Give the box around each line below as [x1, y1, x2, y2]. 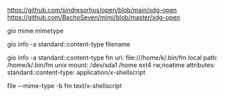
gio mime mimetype [7, 27, 64, 35]
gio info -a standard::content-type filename [7, 40, 130, 48]
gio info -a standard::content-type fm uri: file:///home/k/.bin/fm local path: [7, 53, 218, 62]
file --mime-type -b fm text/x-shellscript [7, 82, 123, 89]
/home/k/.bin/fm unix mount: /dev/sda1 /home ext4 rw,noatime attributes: [7, 61, 216, 69]
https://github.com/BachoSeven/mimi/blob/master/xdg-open [7, 13, 181, 21]
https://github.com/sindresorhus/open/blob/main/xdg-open [7, 6, 177, 14]
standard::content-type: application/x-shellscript [7, 69, 146, 76]
